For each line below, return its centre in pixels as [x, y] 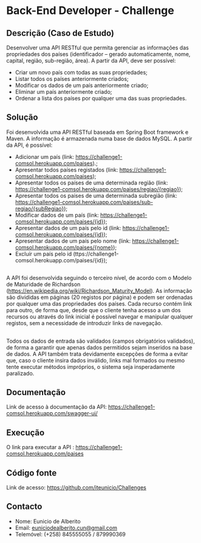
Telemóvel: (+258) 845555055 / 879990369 [70, 534]
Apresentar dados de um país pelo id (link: [68, 228]
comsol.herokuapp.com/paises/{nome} [64, 247]
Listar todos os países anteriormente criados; [72, 79]
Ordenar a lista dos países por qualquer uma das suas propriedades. [101, 98]
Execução [26, 433]
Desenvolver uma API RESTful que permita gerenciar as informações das [98, 47]
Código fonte [32, 473]
